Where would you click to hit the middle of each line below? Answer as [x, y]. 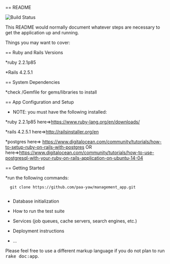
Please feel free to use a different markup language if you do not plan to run [85, 251]
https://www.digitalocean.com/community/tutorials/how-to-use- [87, 152]
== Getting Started [25, 168]
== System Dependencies [33, 82]
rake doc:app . [22, 256]
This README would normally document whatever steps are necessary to [83, 27]
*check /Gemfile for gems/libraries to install [51, 92]
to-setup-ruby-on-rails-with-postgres [45, 147]
